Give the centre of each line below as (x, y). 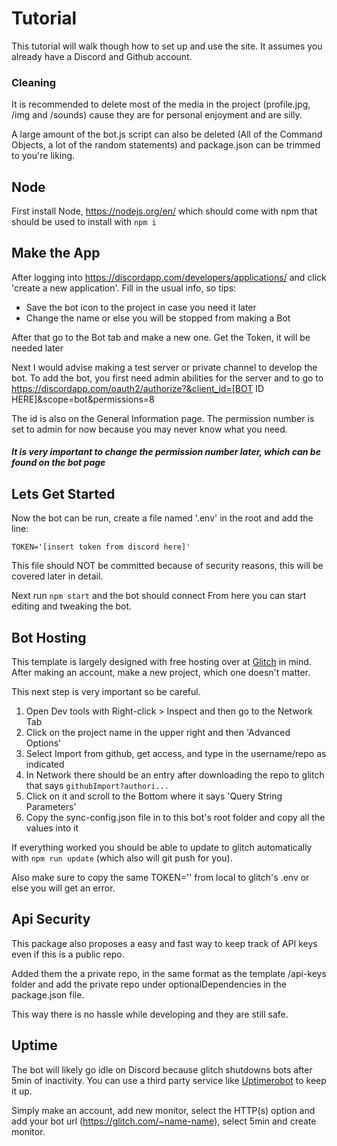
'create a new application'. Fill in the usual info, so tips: (124, 288)
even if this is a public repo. (68, 954)
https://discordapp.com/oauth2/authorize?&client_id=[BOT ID (138, 388)
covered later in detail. (57, 576)
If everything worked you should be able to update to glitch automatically (162, 848)
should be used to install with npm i (84, 222)
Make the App (56, 253)
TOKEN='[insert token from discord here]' (101, 547)
